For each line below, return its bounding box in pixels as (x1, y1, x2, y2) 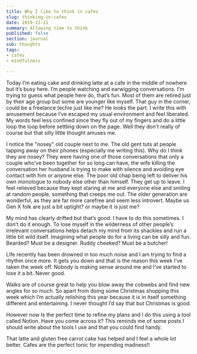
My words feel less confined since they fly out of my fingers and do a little (6, 116, 186, 123)
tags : (6, 47, 19, 53)
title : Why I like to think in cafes (6, 8, 99, 15)
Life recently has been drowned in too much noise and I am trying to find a (6, 251, 186, 258)
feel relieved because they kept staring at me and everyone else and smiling (6, 184, 191, 191)
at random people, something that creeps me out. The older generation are (6, 191, 188, 198)
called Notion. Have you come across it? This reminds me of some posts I (6, 317, 184, 324)
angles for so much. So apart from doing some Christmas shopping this (6, 287, 179, 294)
